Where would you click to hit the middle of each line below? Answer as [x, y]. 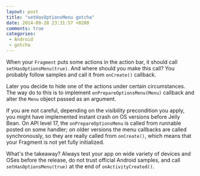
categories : [21, 34]
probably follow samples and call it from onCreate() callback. [81, 75]
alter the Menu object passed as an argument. [61, 98]
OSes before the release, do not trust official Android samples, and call [93, 160]
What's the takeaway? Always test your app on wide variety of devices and [99, 153]
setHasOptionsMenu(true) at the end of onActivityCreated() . [80, 166]
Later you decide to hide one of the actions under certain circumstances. [96, 86]
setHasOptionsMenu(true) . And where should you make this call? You [90, 68]
